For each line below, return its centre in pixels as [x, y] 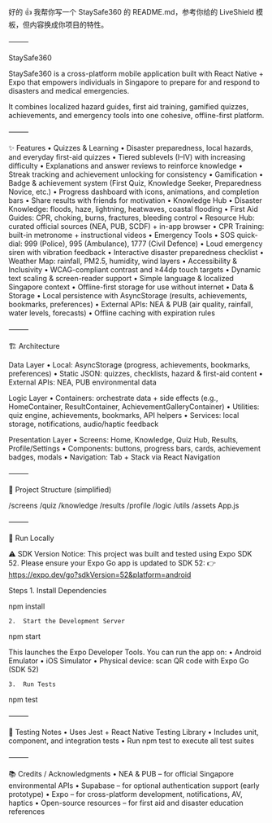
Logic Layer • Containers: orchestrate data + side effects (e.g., [113, 398]
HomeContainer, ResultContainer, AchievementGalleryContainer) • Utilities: [134, 407]
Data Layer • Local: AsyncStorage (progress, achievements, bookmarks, [130, 365]
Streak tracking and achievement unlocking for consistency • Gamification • [136, 174]
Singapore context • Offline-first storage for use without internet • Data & [131, 287]
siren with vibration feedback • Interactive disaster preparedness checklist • [136, 252]
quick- [247, 235]
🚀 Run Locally [31, 538]
